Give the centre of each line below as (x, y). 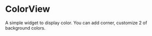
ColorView (28, 9)
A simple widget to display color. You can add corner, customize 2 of (76, 23)
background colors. (25, 28)
